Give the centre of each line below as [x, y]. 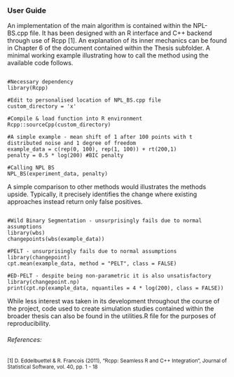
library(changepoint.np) [43, 282]
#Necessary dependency [40, 82]
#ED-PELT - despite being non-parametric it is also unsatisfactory [109, 276]
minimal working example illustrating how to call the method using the [108, 55]
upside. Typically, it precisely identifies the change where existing [102, 194]
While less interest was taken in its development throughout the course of [113, 301]
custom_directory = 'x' [42, 107]
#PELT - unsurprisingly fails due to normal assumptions [92, 252]
